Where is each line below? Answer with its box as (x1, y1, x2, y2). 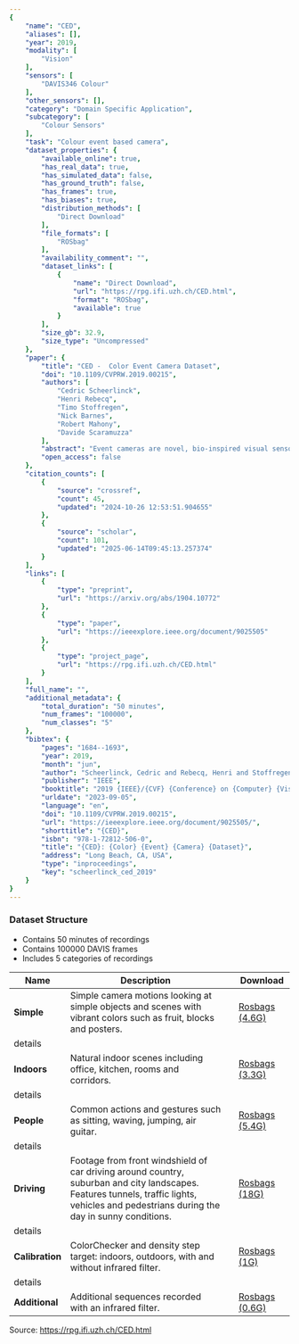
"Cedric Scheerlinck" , (56, 386, 141, 395)
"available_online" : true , (41, 153, 141, 163)
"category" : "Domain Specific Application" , (25, 104, 193, 113)
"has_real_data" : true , (41, 162, 129, 171)
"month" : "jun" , (41, 759, 101, 768)
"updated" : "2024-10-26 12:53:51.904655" (56, 502, 214, 511)
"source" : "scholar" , (56, 527, 138, 536)
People (13, 1114, 44, 1126)
